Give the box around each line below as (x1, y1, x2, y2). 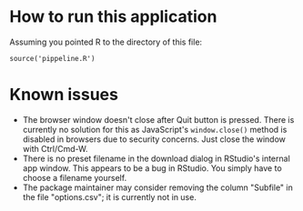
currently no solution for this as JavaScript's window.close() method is (22, 124, 288, 135)
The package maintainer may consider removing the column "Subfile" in (22, 182, 293, 193)
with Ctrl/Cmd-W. (22, 143, 88, 154)
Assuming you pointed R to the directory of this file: (9, 36, 203, 47)
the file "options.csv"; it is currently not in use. (22, 191, 197, 202)
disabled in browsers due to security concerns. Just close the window (22, 134, 287, 145)
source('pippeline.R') (9, 54, 96, 63)
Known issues (9, 85, 118, 105)
